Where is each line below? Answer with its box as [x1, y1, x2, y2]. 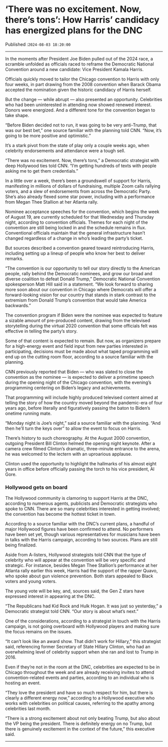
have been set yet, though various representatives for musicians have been [5, 531, 160, 537]
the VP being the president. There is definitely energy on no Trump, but [5, 720, 152, 726]
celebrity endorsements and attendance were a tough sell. [5, 148, 125, 154]
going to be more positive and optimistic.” [5, 133, 91, 139]
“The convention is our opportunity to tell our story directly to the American [5, 265, 160, 271]
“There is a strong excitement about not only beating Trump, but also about [5, 715, 160, 721]
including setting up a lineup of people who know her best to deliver [5, 250, 145, 256]
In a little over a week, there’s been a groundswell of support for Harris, [5, 178, 151, 184]
